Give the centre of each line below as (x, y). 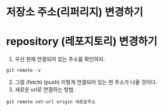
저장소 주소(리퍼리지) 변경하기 (75, 12)
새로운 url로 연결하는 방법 (44, 90)
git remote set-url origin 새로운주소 (51, 102)
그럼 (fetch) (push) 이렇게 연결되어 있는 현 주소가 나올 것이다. (86, 82)
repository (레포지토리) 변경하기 (82, 42)
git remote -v (24, 71)
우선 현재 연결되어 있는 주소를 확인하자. (60, 59)
